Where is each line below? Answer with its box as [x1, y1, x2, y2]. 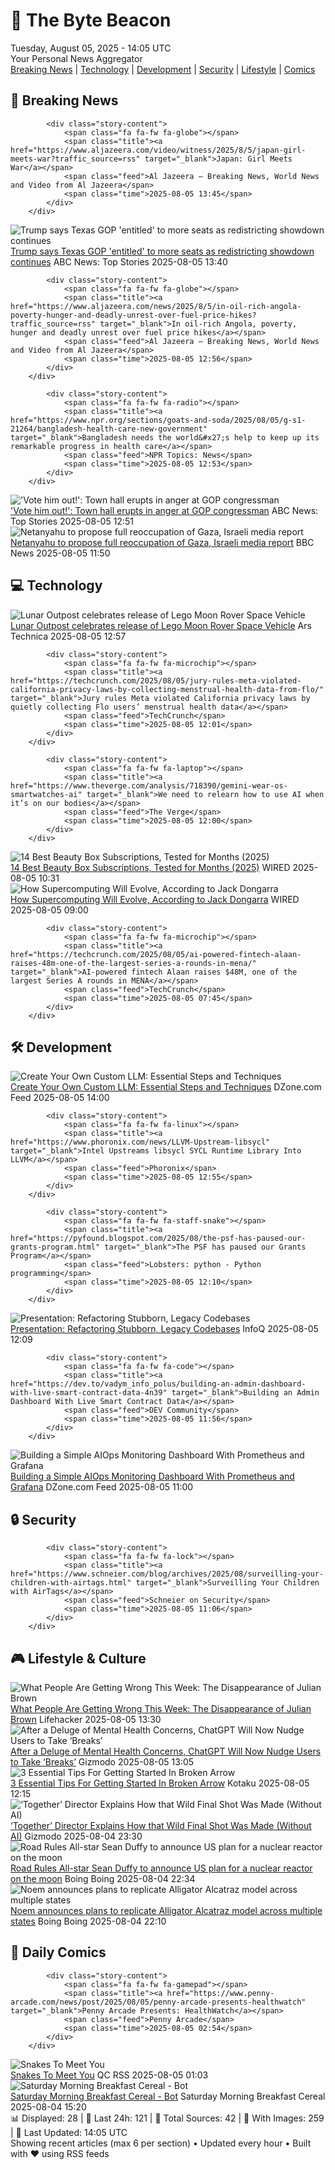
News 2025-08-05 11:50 [10, 547, 111, 559]
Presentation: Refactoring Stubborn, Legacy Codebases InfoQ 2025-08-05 [10, 1323, 319, 1335]
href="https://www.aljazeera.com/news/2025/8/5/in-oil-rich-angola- [10, 301, 302, 311]
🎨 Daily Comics [10, 1944, 107, 1961]
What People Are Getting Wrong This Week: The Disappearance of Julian [10, 1703, 312, 1714]
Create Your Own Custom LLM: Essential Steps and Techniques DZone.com [10, 1081, 322, 1093]
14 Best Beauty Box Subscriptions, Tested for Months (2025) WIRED [10, 861, 291, 873]
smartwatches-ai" [10, 789, 83, 799]
